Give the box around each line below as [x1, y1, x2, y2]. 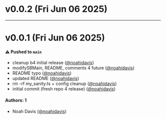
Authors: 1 [5, 97, 27, 103]
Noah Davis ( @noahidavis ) [12, 108, 67, 114]
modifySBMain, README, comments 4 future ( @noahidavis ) [12, 65, 135, 71]
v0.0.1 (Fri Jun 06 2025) [5, 32, 105, 43]
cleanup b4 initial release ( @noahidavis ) [12, 60, 94, 66]
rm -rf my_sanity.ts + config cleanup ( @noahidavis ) [12, 80, 117, 87]
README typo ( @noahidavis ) [12, 70, 72, 76]
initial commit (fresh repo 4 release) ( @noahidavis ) [12, 86, 116, 92]
